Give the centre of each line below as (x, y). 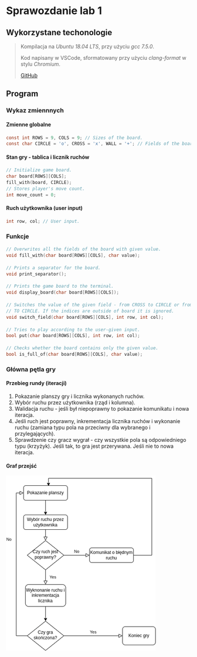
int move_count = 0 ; (31, 195)
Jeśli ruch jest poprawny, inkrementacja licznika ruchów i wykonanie (97, 421)
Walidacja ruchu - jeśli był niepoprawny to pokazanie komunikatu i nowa (102, 409)
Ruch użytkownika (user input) (45, 208)
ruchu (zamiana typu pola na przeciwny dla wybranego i (82, 428)
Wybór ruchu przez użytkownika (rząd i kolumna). (75, 403)
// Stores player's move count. (45, 189)
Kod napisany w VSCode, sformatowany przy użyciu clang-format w (103, 58)
